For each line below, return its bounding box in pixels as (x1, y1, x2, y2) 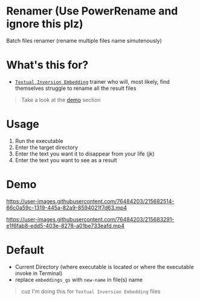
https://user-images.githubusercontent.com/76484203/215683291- (6, 215, 175, 223)
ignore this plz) (6, 17, 83, 31)
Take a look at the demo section (21, 96, 101, 103)
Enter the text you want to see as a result (15, 156, 117, 163)
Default (6, 243, 44, 257)
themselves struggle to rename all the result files (15, 84, 137, 92)
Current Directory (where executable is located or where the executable (15, 263, 195, 270)
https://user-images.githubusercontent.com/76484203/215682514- (6, 197, 175, 204)
